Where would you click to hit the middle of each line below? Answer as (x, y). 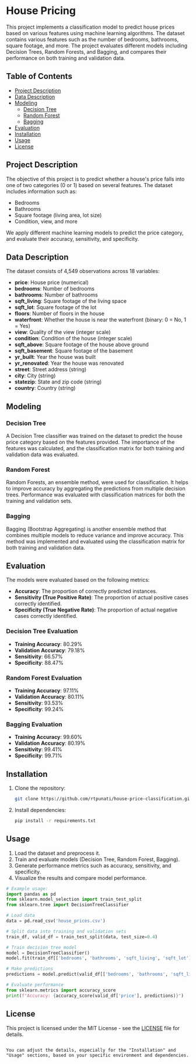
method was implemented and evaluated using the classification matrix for (96, 541)
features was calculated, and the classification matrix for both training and (95, 448)
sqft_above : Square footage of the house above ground (81, 345)
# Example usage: (27, 889)
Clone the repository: (40, 788)
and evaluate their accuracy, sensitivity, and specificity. (73, 239)
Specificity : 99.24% (39, 709)
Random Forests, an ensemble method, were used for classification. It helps (97, 482)
